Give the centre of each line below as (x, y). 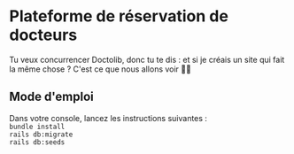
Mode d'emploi (52, 97)
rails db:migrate (41, 135)
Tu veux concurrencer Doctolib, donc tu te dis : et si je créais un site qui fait (147, 59)
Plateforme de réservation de (119, 16)
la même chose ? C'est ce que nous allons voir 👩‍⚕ (101, 69)
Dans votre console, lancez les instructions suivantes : (108, 118)
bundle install (37, 127)
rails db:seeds (37, 142)
